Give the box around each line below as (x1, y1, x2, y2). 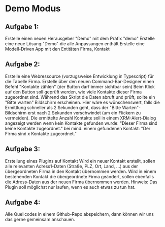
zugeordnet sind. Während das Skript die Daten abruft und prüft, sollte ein (5, 94, 155, 100)
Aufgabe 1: (5, 23, 39, 31)
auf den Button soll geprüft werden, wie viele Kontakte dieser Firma (5, 89, 142, 95)
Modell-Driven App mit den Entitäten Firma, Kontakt (5, 46, 110, 52)
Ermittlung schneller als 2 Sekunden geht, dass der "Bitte (5, 104, 121, 111)
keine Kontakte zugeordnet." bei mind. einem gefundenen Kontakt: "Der (5, 125, 151, 131)
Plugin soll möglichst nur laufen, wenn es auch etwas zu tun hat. (5, 184, 136, 190)
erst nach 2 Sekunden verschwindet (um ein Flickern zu (28, 110, 141, 115)
